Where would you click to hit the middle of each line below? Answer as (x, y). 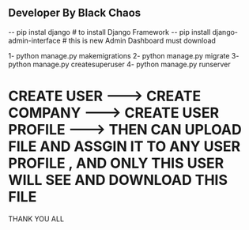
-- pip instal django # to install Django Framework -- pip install (109, 32)
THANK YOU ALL (36, 219)
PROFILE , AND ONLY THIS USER (116, 163)
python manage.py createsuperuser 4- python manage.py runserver (119, 64)
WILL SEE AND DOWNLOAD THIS (118, 180)
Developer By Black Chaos (75, 13)
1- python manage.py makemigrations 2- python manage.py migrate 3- (124, 55)
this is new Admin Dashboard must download (142, 40)
